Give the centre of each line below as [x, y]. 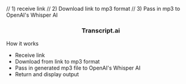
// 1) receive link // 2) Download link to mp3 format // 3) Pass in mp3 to [93, 9]
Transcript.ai [101, 31]
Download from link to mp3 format [57, 62]
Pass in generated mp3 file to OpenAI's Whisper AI [78, 68]
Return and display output [47, 74]
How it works [22, 44]
